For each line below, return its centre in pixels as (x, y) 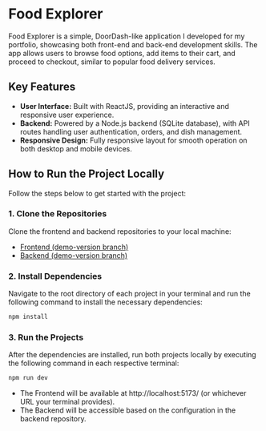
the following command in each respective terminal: (94, 363)
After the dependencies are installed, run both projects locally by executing (132, 355)
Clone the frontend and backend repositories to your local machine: (120, 231)
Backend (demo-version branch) (74, 255)
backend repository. (53, 419)
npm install (28, 317)
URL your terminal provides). (67, 402)
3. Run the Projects (46, 337)
